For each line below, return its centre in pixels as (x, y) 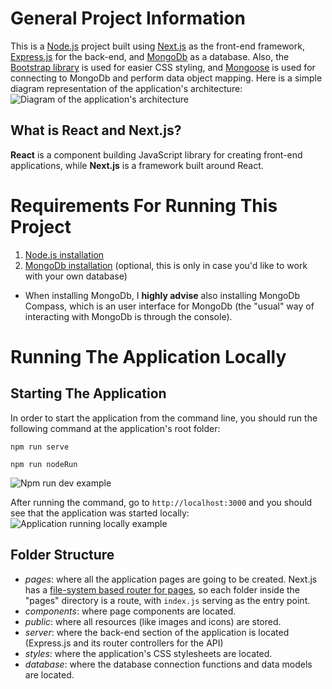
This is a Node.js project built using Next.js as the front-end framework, (157, 46)
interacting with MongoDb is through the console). (128, 316)
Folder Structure (62, 555)
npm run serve (40, 447)
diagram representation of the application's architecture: (126, 88)
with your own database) (76, 276)
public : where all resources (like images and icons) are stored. (153, 621)
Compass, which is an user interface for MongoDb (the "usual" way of (169, 306)
